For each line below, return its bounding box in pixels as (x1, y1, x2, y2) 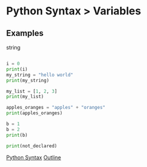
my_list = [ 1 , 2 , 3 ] (6, 88, 58, 94)
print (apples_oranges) (6, 110, 63, 116)
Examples (6, 28, 44, 38)
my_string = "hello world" (6, 72, 73, 78)
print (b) (6, 132, 28, 138)
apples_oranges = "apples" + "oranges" (6, 105, 106, 111)
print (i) (6, 66, 28, 72)
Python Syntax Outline (6, 154, 62, 161)
